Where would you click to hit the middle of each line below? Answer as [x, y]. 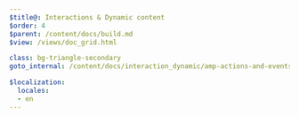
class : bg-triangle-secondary [65, 58]
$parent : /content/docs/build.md [71, 34]
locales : [33, 90]
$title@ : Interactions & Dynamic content [87, 17]
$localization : [37, 82]
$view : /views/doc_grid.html [63, 42]
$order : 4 [28, 26]
